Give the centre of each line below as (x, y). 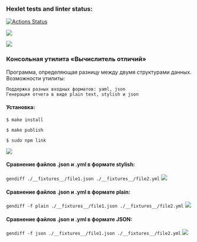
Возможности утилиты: (35, 78)
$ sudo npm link (26, 140)
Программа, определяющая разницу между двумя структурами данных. (99, 72)
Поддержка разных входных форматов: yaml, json (66, 89)
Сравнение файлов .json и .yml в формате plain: (68, 192)
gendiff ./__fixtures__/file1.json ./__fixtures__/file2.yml (83, 179)
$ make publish (25, 130)
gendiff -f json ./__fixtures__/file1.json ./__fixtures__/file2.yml (94, 234)
